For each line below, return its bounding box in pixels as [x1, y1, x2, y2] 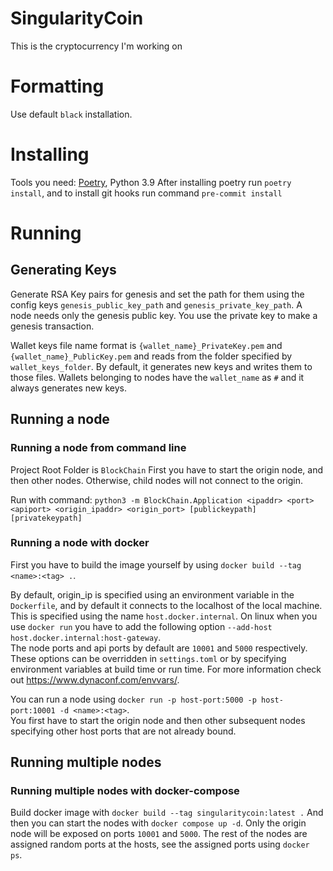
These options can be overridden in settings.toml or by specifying [10, 652, 287, 664]
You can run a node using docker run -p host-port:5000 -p [10, 693, 257, 705]
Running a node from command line [10, 441, 187, 455]
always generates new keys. [10, 382, 127, 394]
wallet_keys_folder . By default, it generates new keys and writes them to [10, 360, 313, 372]
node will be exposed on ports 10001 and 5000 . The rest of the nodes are [10, 828, 308, 840]
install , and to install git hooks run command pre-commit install [10, 187, 283, 199]
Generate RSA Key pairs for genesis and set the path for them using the [10, 288, 305, 300]
